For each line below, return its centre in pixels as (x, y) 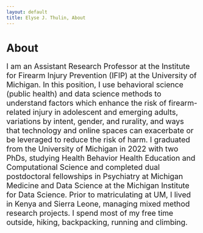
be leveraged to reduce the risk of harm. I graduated (98, 140)
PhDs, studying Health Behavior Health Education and (101, 158)
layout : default (27, 12)
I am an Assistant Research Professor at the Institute (98, 67)
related (19, 113)
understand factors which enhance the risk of (87, 103)
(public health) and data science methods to (84, 94)
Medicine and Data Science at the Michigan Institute (98, 186)
